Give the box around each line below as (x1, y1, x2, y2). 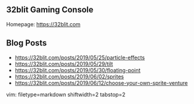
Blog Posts (6, 38, 47, 48)
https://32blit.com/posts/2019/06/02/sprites (14, 73, 124, 80)
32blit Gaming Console (6, 5, 94, 15)
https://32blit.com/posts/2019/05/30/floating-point (14, 66, 141, 74)
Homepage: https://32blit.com (6, 20, 81, 27)
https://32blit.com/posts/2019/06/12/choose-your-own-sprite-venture (14, 79, 188, 86)
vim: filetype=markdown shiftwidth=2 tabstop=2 (6, 91, 126, 98)
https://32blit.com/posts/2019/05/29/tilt (14, 60, 113, 68)
